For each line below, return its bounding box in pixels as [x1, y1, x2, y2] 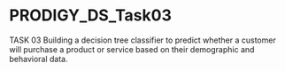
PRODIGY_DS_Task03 [9, 5, 173, 26]
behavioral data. [9, 53, 68, 64]
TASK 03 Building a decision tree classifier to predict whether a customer [9, 35, 276, 45]
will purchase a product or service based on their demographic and [9, 43, 255, 54]
